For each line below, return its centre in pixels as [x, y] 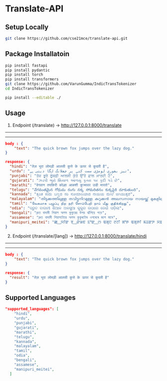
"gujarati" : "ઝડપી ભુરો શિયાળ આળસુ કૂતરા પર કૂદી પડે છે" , [66, 180]
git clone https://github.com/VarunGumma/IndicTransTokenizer [71, 84]
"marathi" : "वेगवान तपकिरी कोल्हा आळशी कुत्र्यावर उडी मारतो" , [61, 185]
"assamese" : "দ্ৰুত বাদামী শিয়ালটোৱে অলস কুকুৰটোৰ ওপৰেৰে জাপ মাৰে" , [64, 217]
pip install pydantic [28, 70]
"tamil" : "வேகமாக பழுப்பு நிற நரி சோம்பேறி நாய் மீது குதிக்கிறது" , [70, 204]
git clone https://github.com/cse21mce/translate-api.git [66, 38]
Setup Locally [27, 27]
